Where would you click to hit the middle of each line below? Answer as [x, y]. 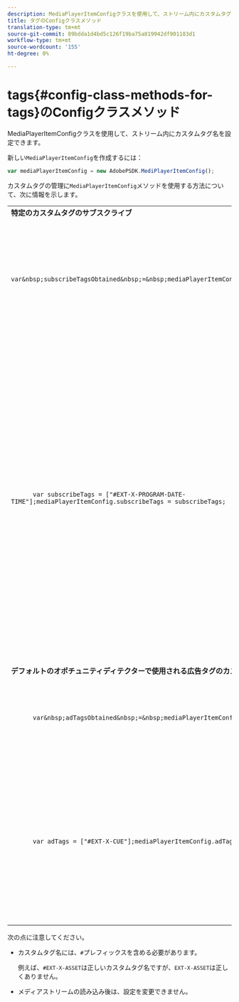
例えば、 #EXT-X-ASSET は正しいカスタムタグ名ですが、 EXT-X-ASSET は [117, 967]
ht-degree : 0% [28, 54]
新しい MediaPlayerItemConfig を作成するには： [75, 157]
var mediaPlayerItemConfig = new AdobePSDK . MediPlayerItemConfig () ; [111, 171]
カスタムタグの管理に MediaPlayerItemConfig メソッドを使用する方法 [106, 185]
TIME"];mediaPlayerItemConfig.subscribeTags [87, 501]
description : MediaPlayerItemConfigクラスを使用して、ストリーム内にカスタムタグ [119, 14]
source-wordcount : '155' [44, 47]
